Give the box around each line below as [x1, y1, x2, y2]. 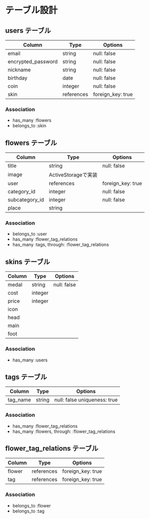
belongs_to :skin [12, 123, 47, 129]
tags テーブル [5, 373, 47, 381]
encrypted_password [8, 58, 58, 65]
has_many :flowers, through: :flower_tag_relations [12, 428, 115, 434]
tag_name [8, 396, 31, 403]
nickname [8, 66, 31, 73]
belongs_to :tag [12, 508, 45, 514]
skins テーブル [5, 257, 50, 266]
